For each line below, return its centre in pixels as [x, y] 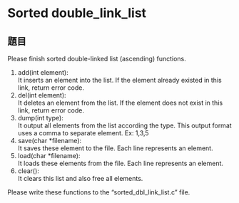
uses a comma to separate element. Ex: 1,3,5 [83, 133]
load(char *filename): [49, 156]
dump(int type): [41, 118]
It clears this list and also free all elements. [80, 178]
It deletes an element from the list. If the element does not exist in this [120, 103]
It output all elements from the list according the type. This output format [124, 125]
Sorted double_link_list [77, 13]
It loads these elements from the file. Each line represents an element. [120, 163]
